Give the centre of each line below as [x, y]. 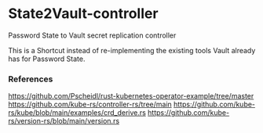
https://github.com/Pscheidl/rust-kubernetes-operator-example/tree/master [131, 96]
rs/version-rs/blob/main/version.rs [64, 121]
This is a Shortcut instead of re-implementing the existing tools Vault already [132, 50]
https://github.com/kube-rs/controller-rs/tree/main [90, 104]
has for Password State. [47, 59]
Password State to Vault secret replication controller [92, 35]
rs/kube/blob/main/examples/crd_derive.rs [77, 113]
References [31, 79]
